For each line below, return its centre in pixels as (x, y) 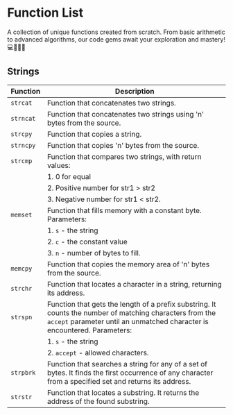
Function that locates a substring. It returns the (123, 392)
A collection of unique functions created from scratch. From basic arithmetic (116, 32)
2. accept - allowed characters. (98, 353)
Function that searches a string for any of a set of (128, 364)
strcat (21, 103)
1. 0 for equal (69, 176)
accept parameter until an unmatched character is (128, 321)
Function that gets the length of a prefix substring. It (132, 304)
